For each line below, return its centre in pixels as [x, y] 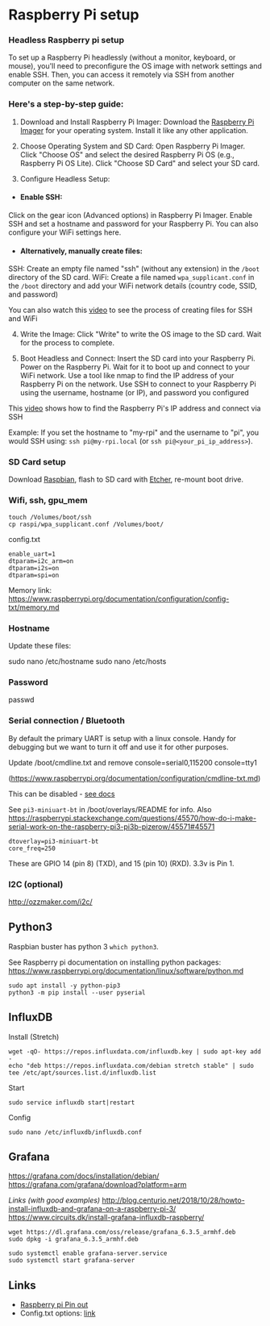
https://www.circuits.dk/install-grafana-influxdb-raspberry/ [106, 1218]
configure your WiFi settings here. [65, 232]
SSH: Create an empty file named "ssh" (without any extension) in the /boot [134, 269]
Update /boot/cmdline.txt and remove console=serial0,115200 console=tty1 [133, 762]
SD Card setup [37, 462]
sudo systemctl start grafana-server [72, 1261]
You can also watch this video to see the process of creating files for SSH [131, 310]
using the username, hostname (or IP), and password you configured [135, 393]
